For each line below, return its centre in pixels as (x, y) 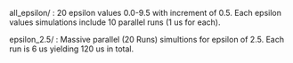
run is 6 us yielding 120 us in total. (72, 49)
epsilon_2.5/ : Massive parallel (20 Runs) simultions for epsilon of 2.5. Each (147, 39)
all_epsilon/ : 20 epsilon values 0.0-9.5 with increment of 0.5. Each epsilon (146, 13)
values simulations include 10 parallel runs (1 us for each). (115, 22)
